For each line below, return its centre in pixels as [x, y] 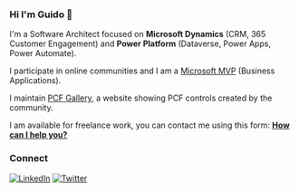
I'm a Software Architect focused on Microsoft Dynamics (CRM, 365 [138, 34]
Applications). [35, 81]
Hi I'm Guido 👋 [41, 14]
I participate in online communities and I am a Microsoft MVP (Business [142, 71]
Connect [29, 158]
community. [31, 108]
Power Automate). [43, 53]
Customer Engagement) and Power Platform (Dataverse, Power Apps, [140, 43]
